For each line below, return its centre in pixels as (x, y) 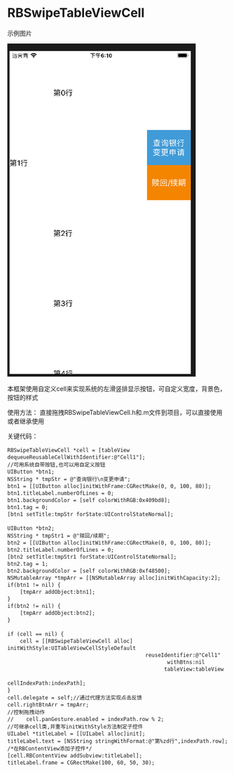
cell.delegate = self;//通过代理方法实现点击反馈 (75, 698)
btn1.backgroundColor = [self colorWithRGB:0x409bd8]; (89, 500)
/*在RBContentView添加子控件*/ (50, 748)
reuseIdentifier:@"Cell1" (183, 655)
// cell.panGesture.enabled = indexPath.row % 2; (86, 719)
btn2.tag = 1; (28, 564)
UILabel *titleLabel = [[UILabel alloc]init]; (76, 734)
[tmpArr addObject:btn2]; (58, 613)
